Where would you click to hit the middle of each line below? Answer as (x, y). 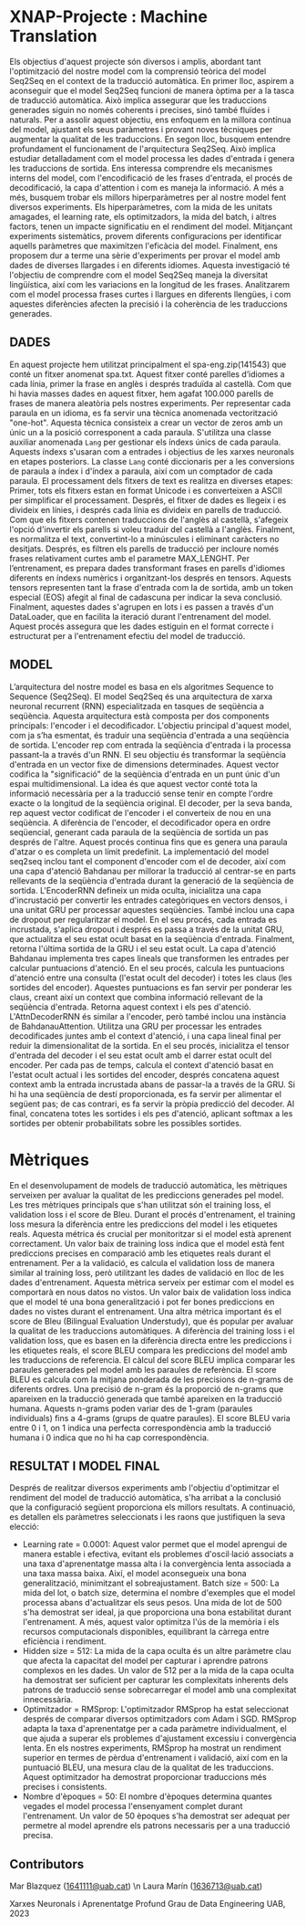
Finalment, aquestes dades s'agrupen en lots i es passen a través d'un (142, 607)
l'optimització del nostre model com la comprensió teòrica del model (138, 71)
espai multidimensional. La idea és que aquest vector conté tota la (133, 783)
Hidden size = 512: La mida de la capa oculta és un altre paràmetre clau (157, 1651)
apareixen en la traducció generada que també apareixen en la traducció (146, 1398)
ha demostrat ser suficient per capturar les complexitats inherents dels (155, 1680)
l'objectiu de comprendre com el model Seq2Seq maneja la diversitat (139, 275)
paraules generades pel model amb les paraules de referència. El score (143, 1369)
